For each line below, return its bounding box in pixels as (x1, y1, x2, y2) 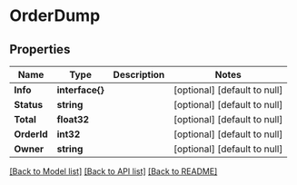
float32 (56, 113, 89, 125)
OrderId (14, 128, 48, 141)
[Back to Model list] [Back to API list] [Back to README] (9, 166, 218, 177)
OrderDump (9, 5, 101, 26)
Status (14, 99, 44, 111)
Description (113, 69, 165, 81)
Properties (9, 42, 71, 57)
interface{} (56, 83, 104, 96)
